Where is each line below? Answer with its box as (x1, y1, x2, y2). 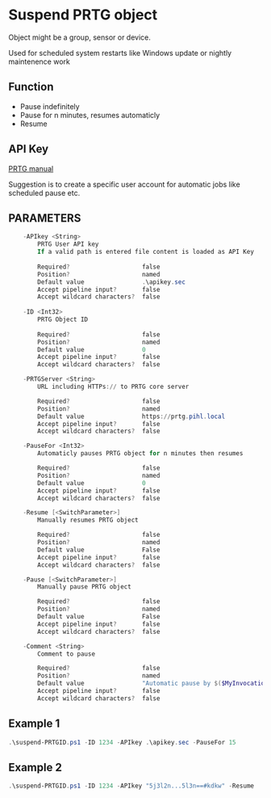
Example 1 (8, 717, 60, 731)
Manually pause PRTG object (37, 583, 131, 591)
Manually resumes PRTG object (37, 516, 139, 525)
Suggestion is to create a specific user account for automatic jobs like (8, 179, 240, 189)
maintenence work (8, 57, 70, 66)
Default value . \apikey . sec (37, 277, 186, 286)
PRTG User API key (37, 240, 99, 248)
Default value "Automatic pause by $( (37, 679, 222, 688)
